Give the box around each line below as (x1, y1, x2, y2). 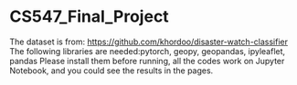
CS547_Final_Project (9, 6, 169, 27)
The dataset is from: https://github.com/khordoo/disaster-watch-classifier (9, 36, 289, 47)
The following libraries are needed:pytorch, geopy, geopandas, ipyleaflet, (9, 45, 286, 56)
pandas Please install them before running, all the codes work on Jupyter (9, 55, 285, 66)
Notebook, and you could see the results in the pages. (9, 65, 214, 76)
